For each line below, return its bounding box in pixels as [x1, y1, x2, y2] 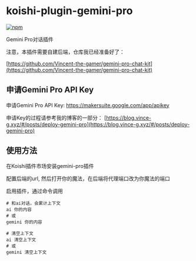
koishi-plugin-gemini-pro [6, 4, 133, 18]
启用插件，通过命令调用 [6, 187, 63, 194]
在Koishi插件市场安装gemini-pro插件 [6, 162, 94, 169]
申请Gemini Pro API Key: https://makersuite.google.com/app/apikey [6, 101, 170, 108]
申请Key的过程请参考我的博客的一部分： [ [6, 114, 107, 121]
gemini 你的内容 [6, 219, 42, 225]
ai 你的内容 [6, 206, 32, 213]
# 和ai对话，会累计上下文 [6, 200, 61, 206]
